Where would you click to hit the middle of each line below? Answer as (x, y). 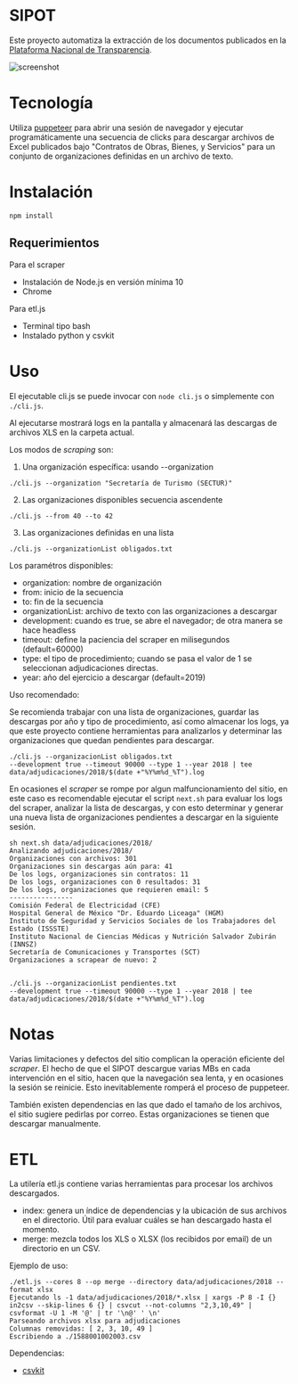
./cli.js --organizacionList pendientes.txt (93, 983)
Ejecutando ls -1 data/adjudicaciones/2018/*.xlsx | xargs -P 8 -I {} (143, 1298)
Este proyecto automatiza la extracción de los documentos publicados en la (148, 40)
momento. (41, 1230)
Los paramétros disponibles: (61, 565)
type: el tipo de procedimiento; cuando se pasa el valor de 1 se (137, 658)
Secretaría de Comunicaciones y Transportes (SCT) (105, 952)
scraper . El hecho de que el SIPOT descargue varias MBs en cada (130, 1068)
